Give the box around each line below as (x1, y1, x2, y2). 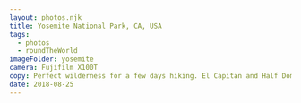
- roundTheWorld (17, 47, 78, 56)
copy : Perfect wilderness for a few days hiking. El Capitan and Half (9, 72, 279, 81)
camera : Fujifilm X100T (9, 64, 99, 73)
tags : (9, 30, 30, 39)
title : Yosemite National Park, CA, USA (9, 21, 163, 30)
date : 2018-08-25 (9, 80, 74, 89)
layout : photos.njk (9, 13, 82, 22)
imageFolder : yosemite (9, 55, 94, 64)
